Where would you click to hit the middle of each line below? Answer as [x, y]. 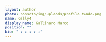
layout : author [21, 9]
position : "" [18, 28]
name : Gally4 [18, 18]
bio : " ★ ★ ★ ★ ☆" [24, 32]
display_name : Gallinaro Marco [37, 23]
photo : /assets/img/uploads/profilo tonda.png [53, 14]
